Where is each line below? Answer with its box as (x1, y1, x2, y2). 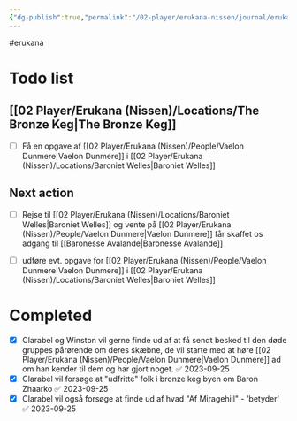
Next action (9, 186, 75, 201)
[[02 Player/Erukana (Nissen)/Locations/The (9, 103, 260, 119)
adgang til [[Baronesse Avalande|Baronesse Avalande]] (21, 238, 224, 249)
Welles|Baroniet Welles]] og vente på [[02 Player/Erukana (21, 218, 232, 230)
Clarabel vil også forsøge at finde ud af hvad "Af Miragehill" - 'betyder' (21, 393, 280, 403)
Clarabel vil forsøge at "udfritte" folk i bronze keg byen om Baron (21, 373, 259, 384)
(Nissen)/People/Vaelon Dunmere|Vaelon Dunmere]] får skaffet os (21, 228, 263, 239)
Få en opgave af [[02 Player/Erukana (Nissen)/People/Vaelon (21, 141, 245, 151)
